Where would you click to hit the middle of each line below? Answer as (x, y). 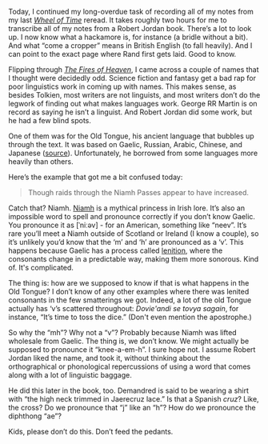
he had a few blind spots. (50, 120)
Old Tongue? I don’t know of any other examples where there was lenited (129, 292)
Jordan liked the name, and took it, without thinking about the (109, 358)
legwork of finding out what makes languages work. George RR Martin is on (133, 104)
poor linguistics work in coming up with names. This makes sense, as (122, 86)
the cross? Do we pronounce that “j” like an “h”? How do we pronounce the (132, 408)
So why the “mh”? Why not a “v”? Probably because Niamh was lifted (123, 332)
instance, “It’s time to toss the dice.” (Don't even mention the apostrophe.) (130, 317)
